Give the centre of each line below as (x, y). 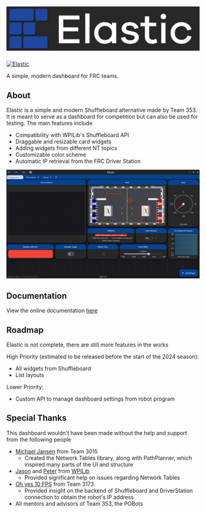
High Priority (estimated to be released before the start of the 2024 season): (103, 357)
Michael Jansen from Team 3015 (56, 451)
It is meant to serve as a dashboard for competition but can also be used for (102, 116)
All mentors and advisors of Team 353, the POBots (79, 503)
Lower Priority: (25, 387)
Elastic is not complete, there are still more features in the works (87, 345)
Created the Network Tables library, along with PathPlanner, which (108, 458)
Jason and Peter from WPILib (52, 471)
